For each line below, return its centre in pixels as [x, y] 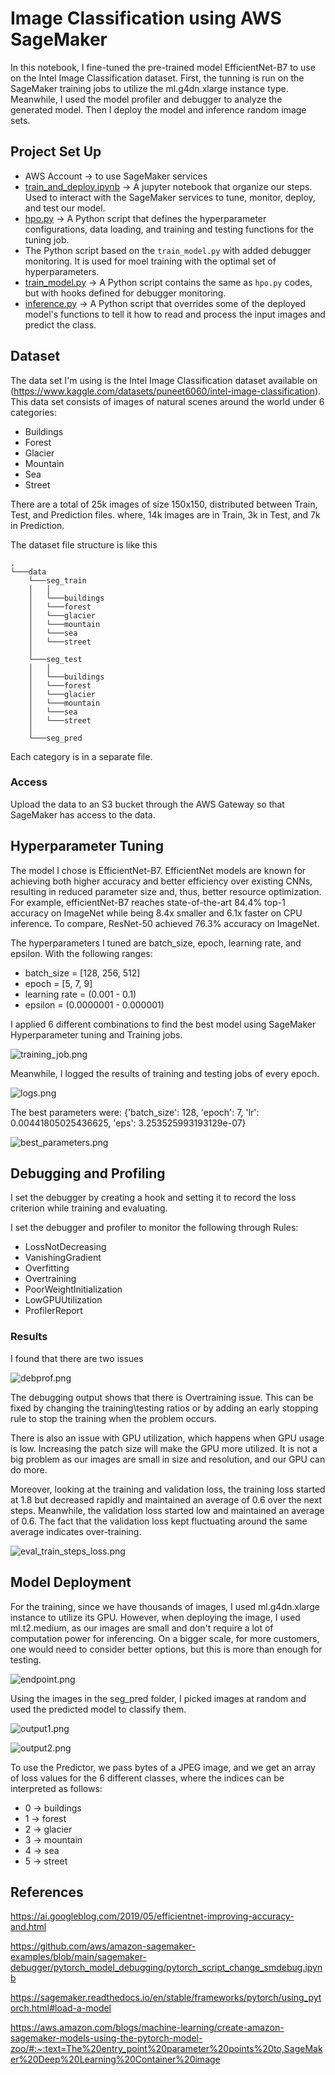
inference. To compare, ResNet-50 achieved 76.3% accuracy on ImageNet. [165, 923]
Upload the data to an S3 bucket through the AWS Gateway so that [147, 804]
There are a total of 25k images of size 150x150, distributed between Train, [164, 504]
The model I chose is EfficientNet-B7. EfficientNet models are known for [158, 870]
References [47, 1892]
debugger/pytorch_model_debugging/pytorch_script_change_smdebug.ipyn [166, 1968]
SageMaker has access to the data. [83, 814]
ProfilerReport [53, 1311]
